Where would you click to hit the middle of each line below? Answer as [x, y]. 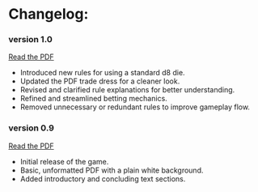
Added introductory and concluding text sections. [103, 178]
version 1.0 [30, 40]
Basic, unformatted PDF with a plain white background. [112, 170]
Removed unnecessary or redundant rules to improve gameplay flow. [135, 107]
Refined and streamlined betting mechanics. [93, 99]
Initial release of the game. [64, 161]
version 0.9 [32, 128]
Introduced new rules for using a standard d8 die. [102, 73]
